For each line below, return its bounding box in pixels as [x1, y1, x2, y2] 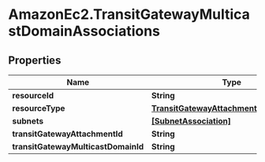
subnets [12, 116, 44, 127]
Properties [8, 53, 62, 67]
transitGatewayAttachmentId [12, 128, 124, 139]
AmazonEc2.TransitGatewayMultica [8, 6, 250, 24]
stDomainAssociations [8, 22, 160, 40]
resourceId [12, 90, 54, 101]
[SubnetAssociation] [151, 116, 231, 127]
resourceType [12, 103, 65, 113]
